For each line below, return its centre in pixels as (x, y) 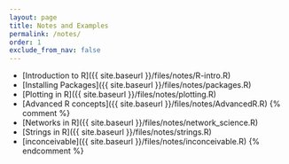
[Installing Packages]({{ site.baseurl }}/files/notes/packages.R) (137, 85)
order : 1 (25, 42)
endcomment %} (53, 151)
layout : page (33, 17)
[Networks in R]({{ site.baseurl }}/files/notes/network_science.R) (140, 123)
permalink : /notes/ (45, 34)
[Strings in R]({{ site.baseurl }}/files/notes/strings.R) (117, 132)
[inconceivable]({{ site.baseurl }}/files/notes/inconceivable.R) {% (141, 142)
